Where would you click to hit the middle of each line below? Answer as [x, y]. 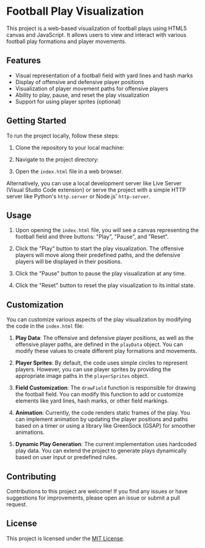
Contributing [31, 477]
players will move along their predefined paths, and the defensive [98, 255]
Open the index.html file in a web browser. [69, 171]
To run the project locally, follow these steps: [63, 136]
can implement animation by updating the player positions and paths [102, 419]
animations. [30, 432]
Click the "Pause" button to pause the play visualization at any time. [101, 274]
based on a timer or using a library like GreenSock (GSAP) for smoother [105, 426]
